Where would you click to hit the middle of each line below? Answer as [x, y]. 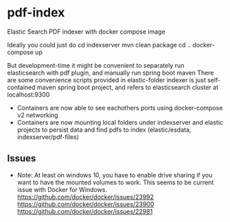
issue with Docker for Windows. [62, 189]
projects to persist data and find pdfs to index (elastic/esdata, [104, 129]
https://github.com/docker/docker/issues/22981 [85, 211]
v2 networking [37, 115]
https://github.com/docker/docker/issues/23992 [85, 197]
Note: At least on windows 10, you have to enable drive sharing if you [115, 175]
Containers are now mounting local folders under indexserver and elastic [120, 122]
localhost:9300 [28, 95]
